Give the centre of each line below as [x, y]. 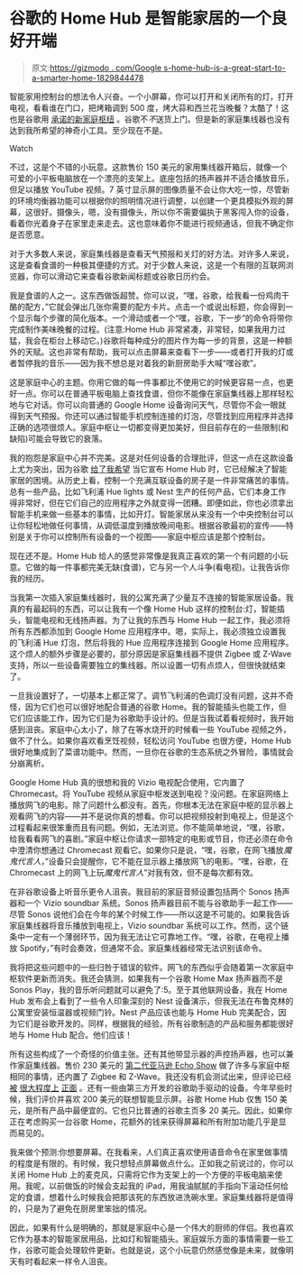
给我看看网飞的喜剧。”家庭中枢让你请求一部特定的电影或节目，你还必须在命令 [151, 839]
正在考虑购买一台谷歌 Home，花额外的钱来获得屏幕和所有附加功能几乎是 [144, 1121]
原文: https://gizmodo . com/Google [96, 68]
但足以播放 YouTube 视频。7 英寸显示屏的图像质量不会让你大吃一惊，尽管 [146, 189]
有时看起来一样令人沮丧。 [64, 1261]
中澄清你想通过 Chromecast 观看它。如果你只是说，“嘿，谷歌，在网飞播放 [147, 849]
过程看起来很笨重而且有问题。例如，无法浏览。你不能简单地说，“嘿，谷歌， [150, 827]
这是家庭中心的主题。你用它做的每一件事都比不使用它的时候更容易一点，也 [147, 382]
